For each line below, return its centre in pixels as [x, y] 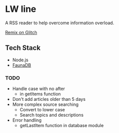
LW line [21, 9]
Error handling [27, 120]
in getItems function [40, 94]
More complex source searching [45, 104]
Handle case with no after [39, 89]
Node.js [20, 60]
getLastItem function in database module [62, 126]
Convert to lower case [42, 110]
